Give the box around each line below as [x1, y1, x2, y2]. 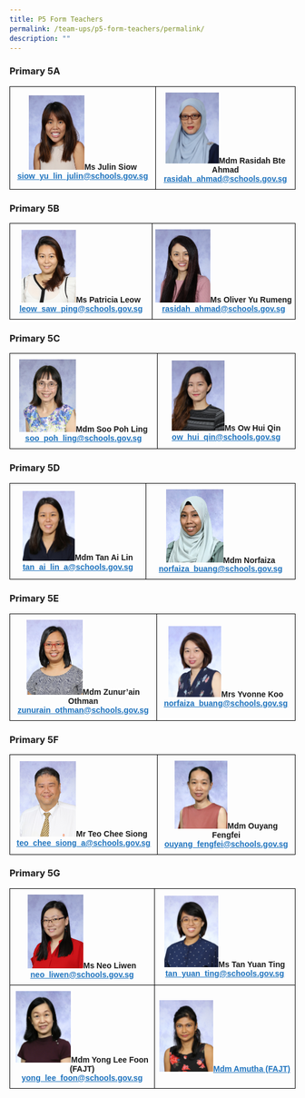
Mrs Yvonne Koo [221, 688, 284, 699]
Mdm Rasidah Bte [218, 155, 286, 165]
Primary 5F [9, 733, 59, 746]
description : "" [9, 34, 71, 43]
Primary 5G [9, 867, 61, 880]
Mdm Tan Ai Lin [74, 552, 133, 563]
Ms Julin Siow [84, 162, 138, 172]
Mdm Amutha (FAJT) [212, 1063, 290, 1074]
